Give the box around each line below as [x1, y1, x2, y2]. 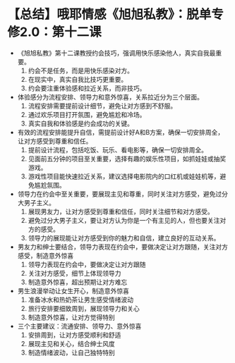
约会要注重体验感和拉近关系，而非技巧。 [28, 84, 146, 92]
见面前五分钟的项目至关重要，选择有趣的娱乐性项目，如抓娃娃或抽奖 [28, 154, 227, 163]
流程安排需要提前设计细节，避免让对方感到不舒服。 [28, 101, 177, 110]
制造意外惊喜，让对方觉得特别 [28, 313, 115, 321]
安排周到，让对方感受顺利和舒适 [28, 331, 121, 339]
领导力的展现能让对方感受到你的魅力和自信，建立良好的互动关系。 [28, 233, 220, 242]
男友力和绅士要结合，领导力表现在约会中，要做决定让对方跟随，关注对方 [17, 242, 228, 251]
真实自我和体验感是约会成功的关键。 [28, 119, 134, 128]
